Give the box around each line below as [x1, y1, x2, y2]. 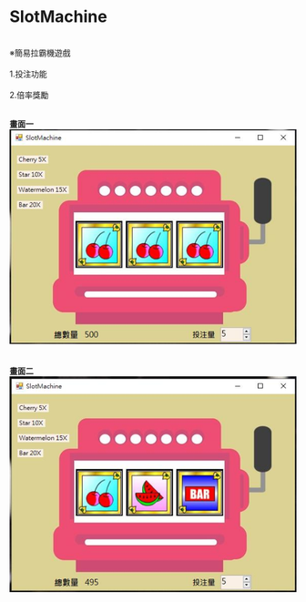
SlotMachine [9, 6, 107, 27]
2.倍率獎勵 [9, 89, 49, 100]
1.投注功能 [9, 68, 47, 79]
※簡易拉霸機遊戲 [9, 47, 71, 58]
